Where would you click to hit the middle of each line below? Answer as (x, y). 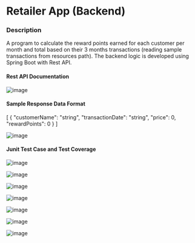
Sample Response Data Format (46, 104)
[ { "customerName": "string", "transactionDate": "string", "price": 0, (91, 117)
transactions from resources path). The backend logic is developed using (98, 56)
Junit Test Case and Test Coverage (51, 149)
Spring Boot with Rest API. (39, 62)
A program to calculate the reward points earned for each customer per (95, 43)
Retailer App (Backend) (66, 11)
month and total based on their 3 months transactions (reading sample (94, 50)
